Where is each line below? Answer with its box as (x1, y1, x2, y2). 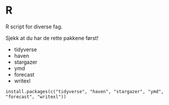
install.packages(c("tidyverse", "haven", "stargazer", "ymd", (5, 88, 164, 94)
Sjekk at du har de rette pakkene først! (5, 34, 98, 41)
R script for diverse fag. (5, 23, 63, 30)
